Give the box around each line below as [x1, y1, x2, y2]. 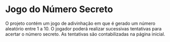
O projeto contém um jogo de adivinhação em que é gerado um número [5, 20, 156, 26]
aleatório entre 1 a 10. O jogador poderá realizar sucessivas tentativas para [5, 25, 162, 31]
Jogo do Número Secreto [5, 4, 114, 15]
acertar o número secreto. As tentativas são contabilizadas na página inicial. [5, 31, 165, 37]
